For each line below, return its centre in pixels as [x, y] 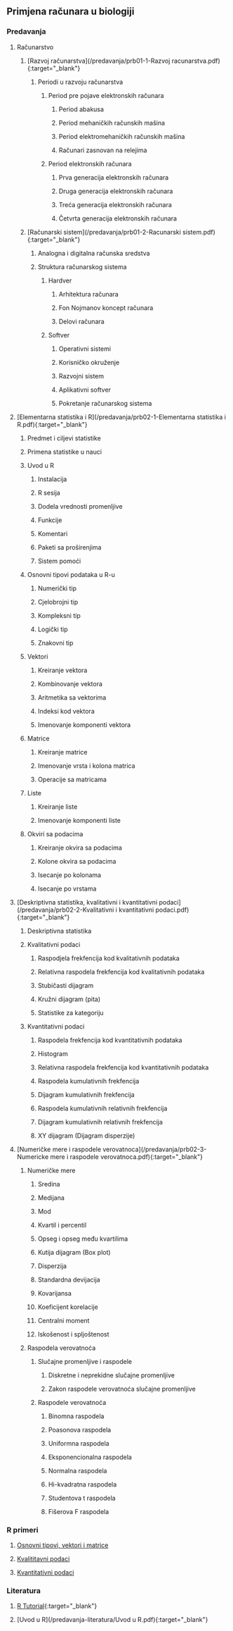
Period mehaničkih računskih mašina [112, 123]
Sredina [49, 1184]
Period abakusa [81, 109]
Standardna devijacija [69, 1279]
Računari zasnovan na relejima [103, 150]
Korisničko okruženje [89, 362]
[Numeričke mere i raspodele [59, 1149]
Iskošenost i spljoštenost [73, 1334]
